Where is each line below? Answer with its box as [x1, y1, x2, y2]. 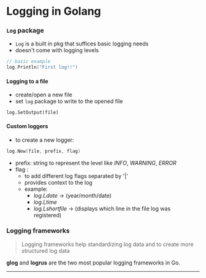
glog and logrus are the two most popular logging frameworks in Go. [6, 259, 181, 266]
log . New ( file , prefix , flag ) [6, 148, 81, 154]
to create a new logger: [15, 136, 75, 144]
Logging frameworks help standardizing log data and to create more [21, 241, 194, 248]
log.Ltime [33, 198, 57, 206]
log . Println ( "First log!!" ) [6, 64, 78, 71]
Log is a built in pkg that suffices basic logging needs [15, 40, 149, 47]
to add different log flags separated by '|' [24, 172, 129, 179]
